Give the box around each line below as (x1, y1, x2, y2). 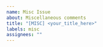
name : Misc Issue (6, 9, 51, 15)
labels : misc (6, 26, 40, 32)
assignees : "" (6, 32, 43, 38)
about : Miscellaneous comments (6, 15, 86, 21)
